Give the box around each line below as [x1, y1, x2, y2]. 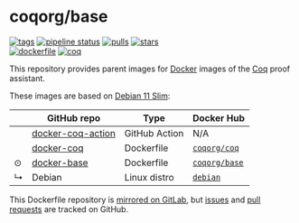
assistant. [9, 72, 45, 83]
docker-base [31, 156, 89, 169]
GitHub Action [124, 126, 184, 139]
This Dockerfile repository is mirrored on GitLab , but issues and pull [9, 194, 261, 205]
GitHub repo [46, 111, 101, 124]
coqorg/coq [192, 143, 239, 153]
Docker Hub [192, 111, 246, 124]
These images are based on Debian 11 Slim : [9, 90, 171, 101]
